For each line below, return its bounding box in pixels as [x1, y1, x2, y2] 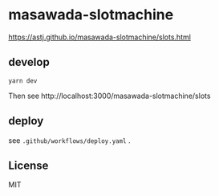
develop [8, 55, 50, 69]
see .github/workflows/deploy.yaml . [8, 135, 131, 145]
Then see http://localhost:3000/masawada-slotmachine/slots [8, 91, 211, 100]
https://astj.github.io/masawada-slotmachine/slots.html [8, 32, 191, 42]
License [8, 158, 49, 172]
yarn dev [8, 76, 38, 85]
